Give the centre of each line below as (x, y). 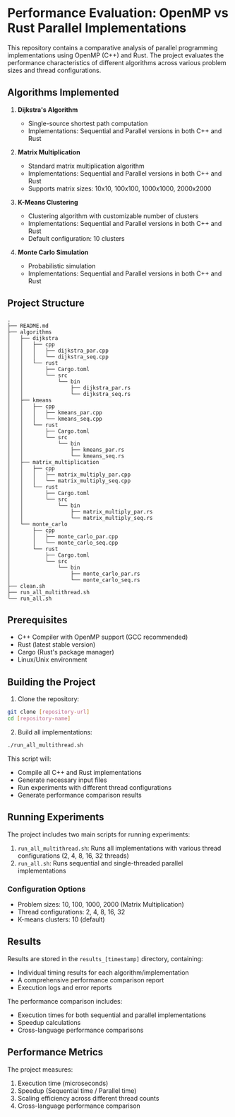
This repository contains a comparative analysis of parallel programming (113, 47)
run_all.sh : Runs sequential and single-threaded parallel (100, 863)
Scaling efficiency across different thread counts (88, 1098)
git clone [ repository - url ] (49, 712)
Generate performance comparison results (80, 795)
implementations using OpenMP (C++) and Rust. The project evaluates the (116, 55)
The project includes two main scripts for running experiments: (99, 834)
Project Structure (46, 304)
